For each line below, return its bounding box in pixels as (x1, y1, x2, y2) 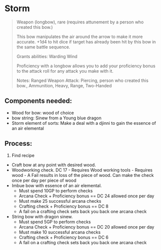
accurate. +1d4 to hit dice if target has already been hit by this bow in (16, 38, 156, 44)
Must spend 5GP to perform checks (19, 219, 91, 225)
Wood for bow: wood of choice (11, 110, 74, 115)
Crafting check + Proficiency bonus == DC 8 (19, 203, 109, 209)
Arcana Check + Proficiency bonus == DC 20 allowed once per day (19, 224, 155, 230)
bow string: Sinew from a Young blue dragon (11, 115, 102, 121)
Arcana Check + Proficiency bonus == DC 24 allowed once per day (19, 193, 155, 199)
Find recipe (11, 152, 35, 158)
